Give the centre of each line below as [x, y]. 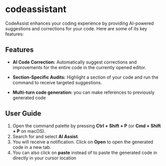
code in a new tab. [32, 147]
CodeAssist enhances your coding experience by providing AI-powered [79, 23]
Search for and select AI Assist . [46, 136]
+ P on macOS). [29, 131]
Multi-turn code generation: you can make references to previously [84, 92]
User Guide [23, 114]
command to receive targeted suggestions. [57, 82]
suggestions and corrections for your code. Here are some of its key [76, 28]
